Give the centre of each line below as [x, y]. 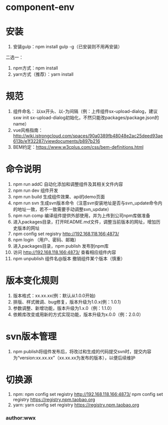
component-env [40, 7]
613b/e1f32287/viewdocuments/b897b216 [56, 141]
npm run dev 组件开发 [35, 190]
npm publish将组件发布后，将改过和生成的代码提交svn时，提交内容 [82, 351]
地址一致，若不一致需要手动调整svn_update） [64, 209]
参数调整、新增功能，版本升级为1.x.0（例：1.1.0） [64, 308]
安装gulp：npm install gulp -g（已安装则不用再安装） [67, 47]
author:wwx [21, 417]
